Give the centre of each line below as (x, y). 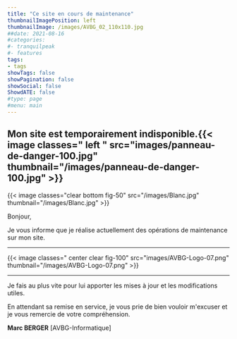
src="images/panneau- (162, 145)
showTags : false (31, 73)
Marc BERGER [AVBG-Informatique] (59, 328)
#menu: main (25, 106)
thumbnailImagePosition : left (52, 20)
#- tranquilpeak (31, 47)
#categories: (26, 40)
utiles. (16, 292)
